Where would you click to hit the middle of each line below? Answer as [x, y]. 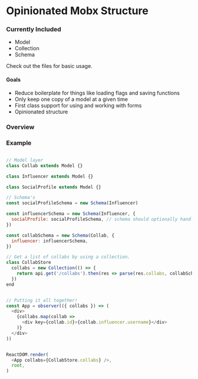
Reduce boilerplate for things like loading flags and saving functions [97, 93]
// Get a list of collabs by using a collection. [68, 257]
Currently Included [34, 30]
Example [19, 143]
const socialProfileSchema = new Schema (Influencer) [72, 203]
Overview [20, 127]
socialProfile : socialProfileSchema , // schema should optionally [95, 220]
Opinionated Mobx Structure [77, 11]
